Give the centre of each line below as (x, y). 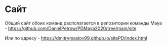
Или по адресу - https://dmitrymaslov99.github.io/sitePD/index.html (76, 38)
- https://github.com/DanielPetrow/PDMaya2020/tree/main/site (71, 28)
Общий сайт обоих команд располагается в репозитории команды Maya (83, 23)
